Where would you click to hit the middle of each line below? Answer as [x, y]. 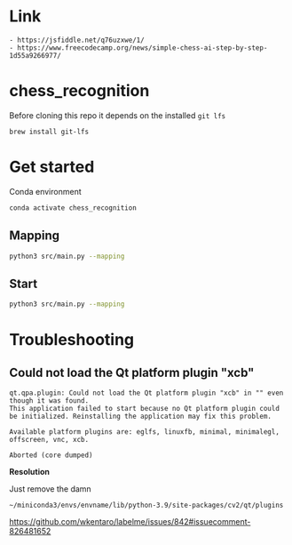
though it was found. [49, 401]
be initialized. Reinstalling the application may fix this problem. [141, 417]
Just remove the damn [50, 489]
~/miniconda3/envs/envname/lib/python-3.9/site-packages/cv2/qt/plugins [146, 505]
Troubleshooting [72, 340]
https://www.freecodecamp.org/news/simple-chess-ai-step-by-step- [142, 48]
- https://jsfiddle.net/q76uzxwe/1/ [77, 40]
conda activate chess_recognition [73, 208]
